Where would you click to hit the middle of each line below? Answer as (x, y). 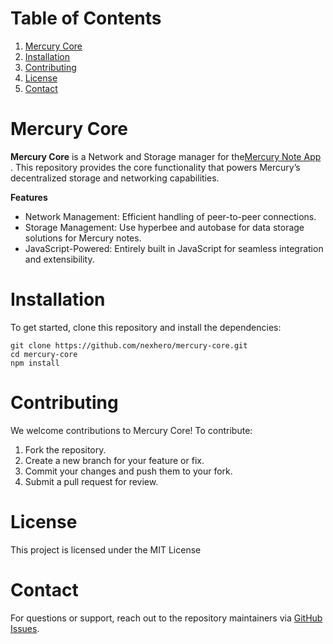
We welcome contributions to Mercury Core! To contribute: (131, 430)
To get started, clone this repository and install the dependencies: (146, 327)
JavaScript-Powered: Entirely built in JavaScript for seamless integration (174, 248)
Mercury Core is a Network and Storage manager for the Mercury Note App (166, 156)
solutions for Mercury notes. (83, 238)
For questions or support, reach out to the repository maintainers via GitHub (166, 618)
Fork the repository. (65, 449)
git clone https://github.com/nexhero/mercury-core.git (129, 345)
